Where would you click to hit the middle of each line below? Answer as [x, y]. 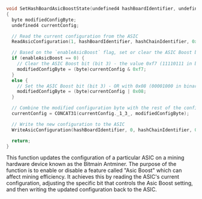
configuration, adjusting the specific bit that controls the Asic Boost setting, [100, 183]
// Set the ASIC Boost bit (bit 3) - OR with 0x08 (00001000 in [99, 86]
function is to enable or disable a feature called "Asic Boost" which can [94, 170]
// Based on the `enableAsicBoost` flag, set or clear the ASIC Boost [102, 53]
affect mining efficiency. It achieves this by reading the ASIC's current [93, 177]
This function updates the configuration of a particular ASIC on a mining [95, 158]
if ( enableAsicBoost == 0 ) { [48, 58]
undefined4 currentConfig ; [45, 25]
